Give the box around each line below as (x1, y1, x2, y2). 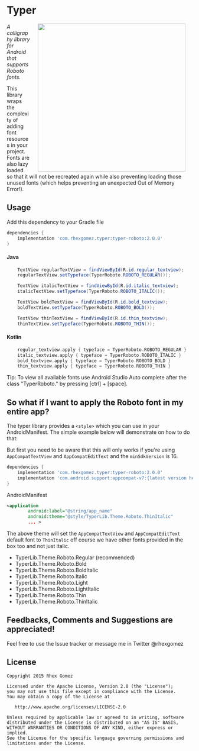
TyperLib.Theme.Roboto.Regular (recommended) (15, 554, 135, 561)
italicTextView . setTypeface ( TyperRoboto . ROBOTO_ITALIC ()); (17, 288, 166, 295)
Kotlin (6, 334, 22, 341)
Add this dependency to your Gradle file (6, 218, 104, 225)
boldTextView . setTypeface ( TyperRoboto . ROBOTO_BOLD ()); (17, 304, 155, 311)
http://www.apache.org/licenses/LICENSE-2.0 (14, 704, 126, 710)
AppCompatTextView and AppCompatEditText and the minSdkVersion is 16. (6, 453, 178, 460)
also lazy (6, 160, 28, 167)
